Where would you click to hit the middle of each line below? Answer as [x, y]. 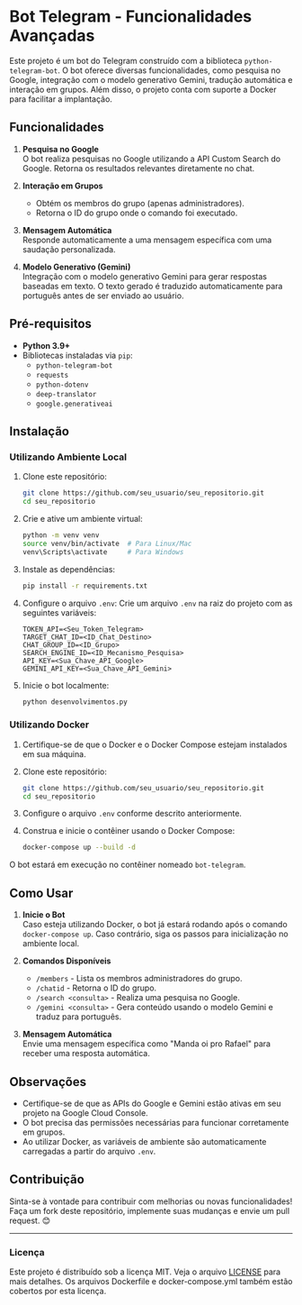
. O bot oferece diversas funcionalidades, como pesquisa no [169, 70]
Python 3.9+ [46, 345]
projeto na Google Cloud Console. [85, 1113]
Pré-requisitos [51, 324]
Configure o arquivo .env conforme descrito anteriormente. [132, 814]
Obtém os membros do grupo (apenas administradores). [140, 203]
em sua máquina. [54, 753]
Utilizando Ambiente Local [68, 457]
